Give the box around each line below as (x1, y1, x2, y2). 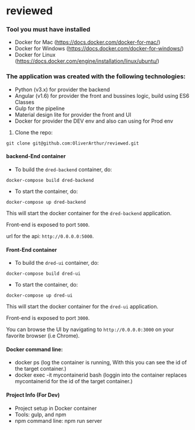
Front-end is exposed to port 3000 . (6, 315, 90, 322)
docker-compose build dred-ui (6, 271, 81, 277)
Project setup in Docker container (14, 405, 97, 412)
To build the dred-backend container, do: (14, 166, 113, 173)
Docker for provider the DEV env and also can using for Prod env (14, 117, 174, 124)
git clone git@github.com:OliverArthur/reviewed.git (6, 140, 139, 146)
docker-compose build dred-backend (6, 177, 94, 183)
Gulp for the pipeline (14, 105, 65, 112)
